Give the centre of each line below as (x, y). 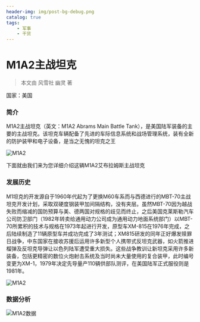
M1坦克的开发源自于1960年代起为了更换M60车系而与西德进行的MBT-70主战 (99, 196)
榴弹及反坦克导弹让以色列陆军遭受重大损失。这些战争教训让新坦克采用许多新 (100, 248)
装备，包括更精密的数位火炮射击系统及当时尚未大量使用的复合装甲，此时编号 (100, 256)
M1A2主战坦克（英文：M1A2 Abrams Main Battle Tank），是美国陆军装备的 (97, 126)
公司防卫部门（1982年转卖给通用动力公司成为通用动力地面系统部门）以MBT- (100, 218)
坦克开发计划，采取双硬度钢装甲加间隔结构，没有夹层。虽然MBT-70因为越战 (99, 204)
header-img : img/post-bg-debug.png (50, 12)
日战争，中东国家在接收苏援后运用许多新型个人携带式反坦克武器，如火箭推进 (100, 241)
